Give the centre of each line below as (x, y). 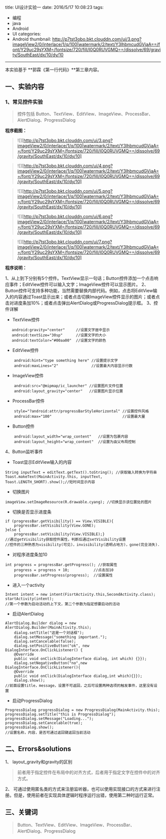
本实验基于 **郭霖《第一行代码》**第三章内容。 (53, 70)
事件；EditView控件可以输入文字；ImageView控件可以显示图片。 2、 (79, 284)
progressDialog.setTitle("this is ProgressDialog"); (61, 714)
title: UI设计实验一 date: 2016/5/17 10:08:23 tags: (54, 7)
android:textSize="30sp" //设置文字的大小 (59, 335)
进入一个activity (28, 585)
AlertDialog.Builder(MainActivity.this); (48, 627)
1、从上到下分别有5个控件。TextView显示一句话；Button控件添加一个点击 (80, 278)
